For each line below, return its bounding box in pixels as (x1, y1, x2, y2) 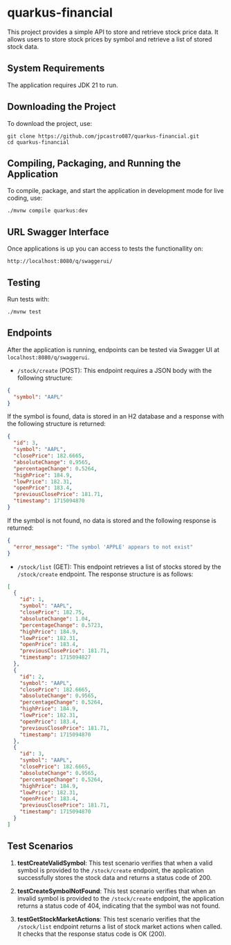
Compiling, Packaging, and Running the (7, 157, 181, 169)
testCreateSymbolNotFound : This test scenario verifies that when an (17, 887, 216, 895)
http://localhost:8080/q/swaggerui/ (7, 258, 113, 265)
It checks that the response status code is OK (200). (17, 929, 167, 938)
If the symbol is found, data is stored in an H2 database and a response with (7, 412, 225, 421)
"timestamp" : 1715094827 (19, 654, 91, 661)
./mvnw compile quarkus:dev (7, 208, 89, 214)
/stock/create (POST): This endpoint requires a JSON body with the (17, 366, 212, 374)
